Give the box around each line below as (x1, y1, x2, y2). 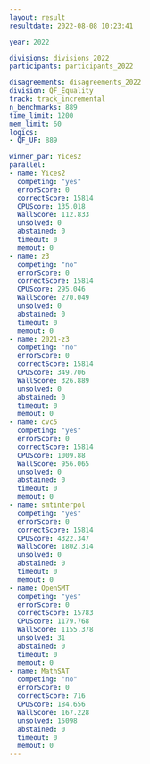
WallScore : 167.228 (17, 708, 90, 717)
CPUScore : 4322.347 (17, 534, 90, 543)
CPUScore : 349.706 (17, 368, 87, 377)
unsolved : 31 (17, 634, 66, 643)
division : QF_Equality (9, 87, 94, 95)
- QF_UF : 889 (9, 136, 58, 145)
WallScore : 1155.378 (17, 626, 94, 635)
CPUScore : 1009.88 (17, 451, 87, 460)
